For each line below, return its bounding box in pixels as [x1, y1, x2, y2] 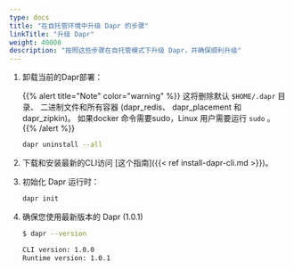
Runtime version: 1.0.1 [21, 253, 111, 263]
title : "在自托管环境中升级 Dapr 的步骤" [9, 21, 150, 30]
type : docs [9, 12, 50, 22]
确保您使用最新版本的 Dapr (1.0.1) [21, 211, 144, 222]
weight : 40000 [9, 37, 62, 47]
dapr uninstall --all [21, 140, 102, 150]
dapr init [21, 194, 60, 203]
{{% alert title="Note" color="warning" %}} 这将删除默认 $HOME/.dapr [21, 91, 276, 102]
